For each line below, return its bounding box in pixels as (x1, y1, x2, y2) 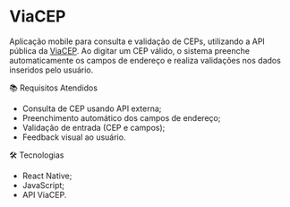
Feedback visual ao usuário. (21, 132, 126, 142)
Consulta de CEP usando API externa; (21, 103, 162, 114)
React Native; (21, 170, 72, 181)
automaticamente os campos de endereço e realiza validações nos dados (9, 55, 282, 65)
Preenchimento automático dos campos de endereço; (21, 112, 221, 123)
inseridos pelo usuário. (9, 65, 94, 75)
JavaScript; (21, 179, 65, 190)
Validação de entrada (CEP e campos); (21, 122, 166, 133)
